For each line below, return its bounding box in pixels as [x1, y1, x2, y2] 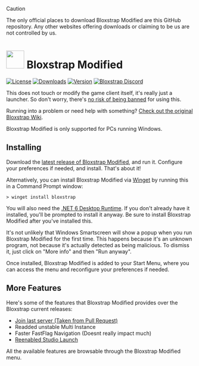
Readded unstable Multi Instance [14, 323, 96, 330]
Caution [6, 5, 26, 12]
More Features [6, 283, 61, 293]
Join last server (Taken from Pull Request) [14, 316, 118, 324]
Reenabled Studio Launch [14, 336, 79, 343]
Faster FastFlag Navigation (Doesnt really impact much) [14, 330, 152, 337]
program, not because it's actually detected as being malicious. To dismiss [6, 241, 189, 248]
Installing [6, 143, 42, 153]
